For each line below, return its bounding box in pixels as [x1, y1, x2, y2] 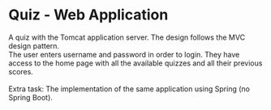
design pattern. [8, 40, 59, 50]
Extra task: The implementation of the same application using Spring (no [8, 83, 250, 94]
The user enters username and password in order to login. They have [8, 49, 240, 59]
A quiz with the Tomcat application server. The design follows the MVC [8, 32, 246, 42]
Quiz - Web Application [8, 6, 169, 24]
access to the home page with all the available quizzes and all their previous [8, 58, 263, 68]
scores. [8, 66, 34, 76]
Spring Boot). [8, 92, 53, 102]
